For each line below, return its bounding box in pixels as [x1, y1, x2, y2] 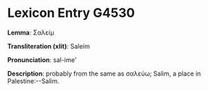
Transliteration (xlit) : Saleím [7, 42, 91, 50]
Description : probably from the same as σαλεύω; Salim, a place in [7, 69, 202, 78]
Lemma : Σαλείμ [7, 28, 54, 37]
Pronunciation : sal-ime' [7, 55, 77, 64]
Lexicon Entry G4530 [7, 5, 135, 21]
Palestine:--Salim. [7, 76, 59, 85]
